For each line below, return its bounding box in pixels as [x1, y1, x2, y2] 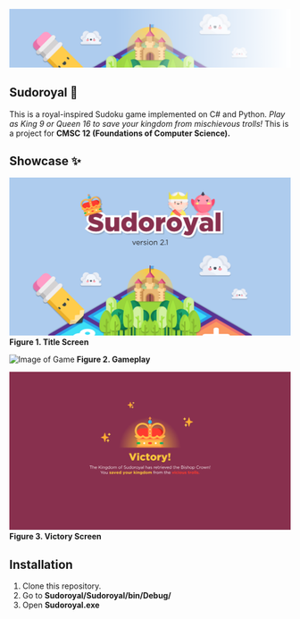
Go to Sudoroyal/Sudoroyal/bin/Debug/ [21, 590, 171, 601]
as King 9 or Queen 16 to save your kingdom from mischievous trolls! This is [9, 118, 289, 129]
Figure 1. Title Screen [9, 337, 89, 347]
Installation [9, 556, 73, 572]
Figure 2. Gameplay [76, 354, 151, 365]
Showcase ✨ [9, 154, 82, 169]
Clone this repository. [21, 581, 102, 591]
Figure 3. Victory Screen [9, 531, 102, 542]
